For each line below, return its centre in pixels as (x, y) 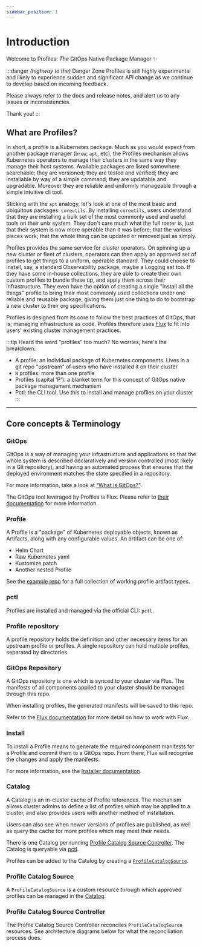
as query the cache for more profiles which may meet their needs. (89, 831)
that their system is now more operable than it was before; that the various (99, 230)
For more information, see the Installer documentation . (74, 771)
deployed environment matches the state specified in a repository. (89, 474)
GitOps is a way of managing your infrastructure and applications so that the (101, 454)
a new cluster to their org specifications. (56, 306)
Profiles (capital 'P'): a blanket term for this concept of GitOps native (100, 380)
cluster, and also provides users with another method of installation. (91, 812)
